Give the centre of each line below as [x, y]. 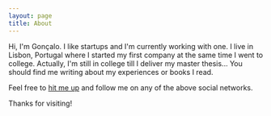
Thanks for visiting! [40, 103]
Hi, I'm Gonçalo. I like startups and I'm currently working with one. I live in [131, 46]
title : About [30, 23]
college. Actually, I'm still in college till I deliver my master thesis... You [125, 63]
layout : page [30, 16]
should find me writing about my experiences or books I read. [111, 72]
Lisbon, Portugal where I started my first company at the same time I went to [136, 55]
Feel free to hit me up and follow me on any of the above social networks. [131, 87]
